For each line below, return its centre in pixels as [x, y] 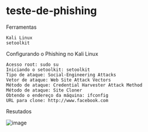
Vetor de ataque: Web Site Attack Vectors [58, 80]
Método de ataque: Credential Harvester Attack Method [74, 85]
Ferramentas [21, 27]
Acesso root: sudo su [32, 65]
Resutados [19, 111]
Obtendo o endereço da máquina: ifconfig [57, 95]
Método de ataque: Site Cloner [44, 90]
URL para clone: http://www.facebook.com [57, 100]
